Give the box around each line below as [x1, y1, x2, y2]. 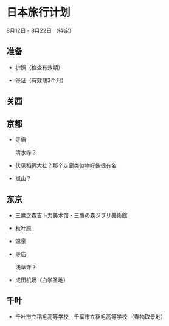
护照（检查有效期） [15, 63, 64, 71]
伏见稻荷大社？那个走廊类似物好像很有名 [15, 162, 117, 169]
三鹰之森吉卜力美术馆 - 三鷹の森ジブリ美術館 [15, 211, 128, 219]
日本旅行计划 [6, 5, 71, 19]
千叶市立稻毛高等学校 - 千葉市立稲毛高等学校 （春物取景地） [15, 313, 167, 320]
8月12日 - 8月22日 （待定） [6, 27, 75, 34]
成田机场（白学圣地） [15, 276, 69, 283]
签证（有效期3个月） [15, 77, 67, 84]
